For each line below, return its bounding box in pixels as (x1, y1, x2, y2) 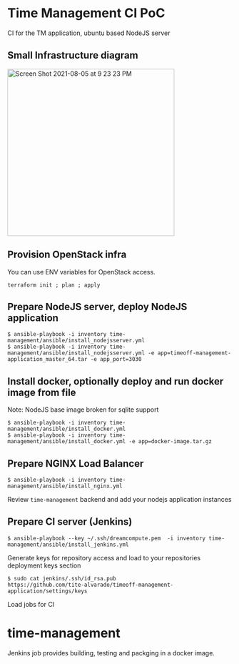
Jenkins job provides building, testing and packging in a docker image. (7, 648, 215, 657)
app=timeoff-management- (157, 350, 232, 357)
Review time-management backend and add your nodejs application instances (7, 495, 232, 503)
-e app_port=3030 (90, 356, 142, 363)
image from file (7, 386, 76, 398)
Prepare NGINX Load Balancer (7, 457, 144, 470)
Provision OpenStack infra (7, 249, 127, 261)
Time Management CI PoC (7, 5, 166, 21)
